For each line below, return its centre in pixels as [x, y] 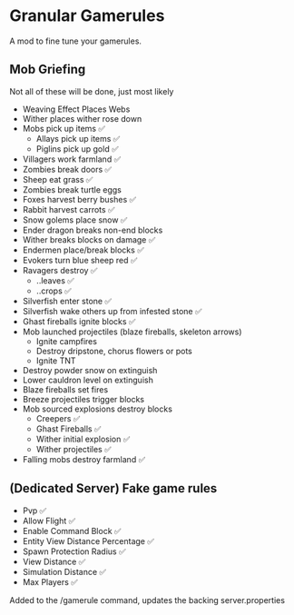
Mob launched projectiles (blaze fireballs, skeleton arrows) [132, 332]
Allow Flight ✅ [49, 521]
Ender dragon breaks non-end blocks [93, 230]
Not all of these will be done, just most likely [92, 91]
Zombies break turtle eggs [72, 189]
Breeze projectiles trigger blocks [83, 399]
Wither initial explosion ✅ [83, 439]
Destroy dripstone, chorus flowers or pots [114, 351]
